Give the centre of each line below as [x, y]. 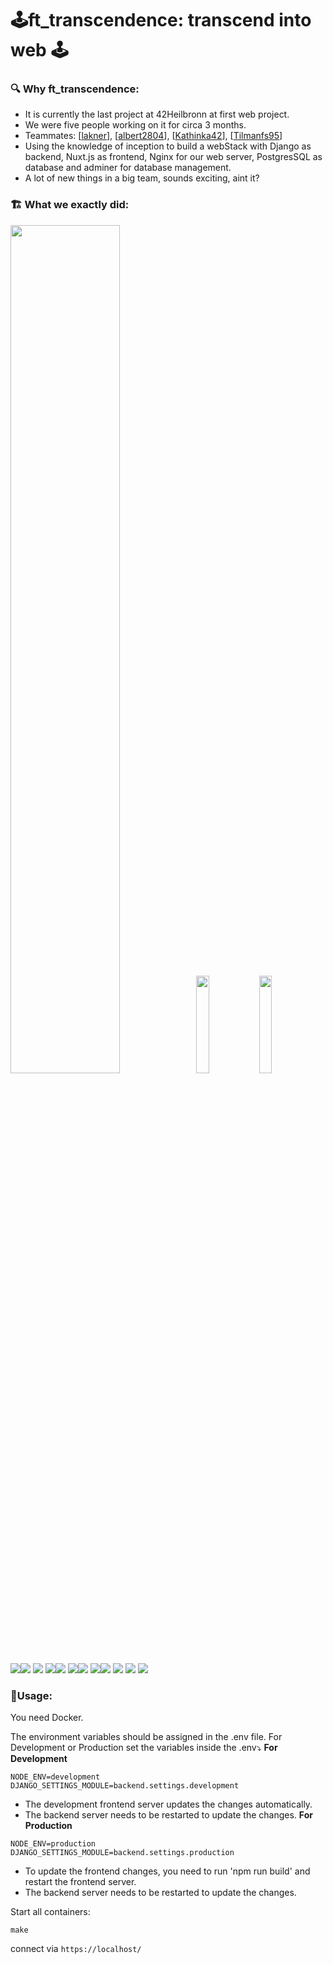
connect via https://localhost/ [76, 1949]
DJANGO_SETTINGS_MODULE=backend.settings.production [122, 1853]
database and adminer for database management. [128, 168]
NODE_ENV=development [55, 1777]
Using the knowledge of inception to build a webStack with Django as [168, 146]
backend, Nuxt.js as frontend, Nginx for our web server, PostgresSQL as [173, 157]
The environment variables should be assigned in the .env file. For [146, 1737]
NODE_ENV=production [53, 1844]
